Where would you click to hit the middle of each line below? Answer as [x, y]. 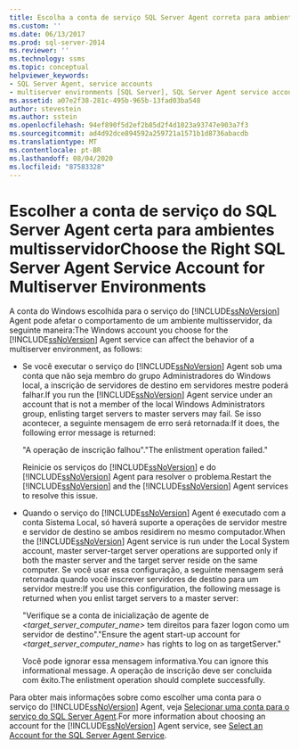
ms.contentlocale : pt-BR [55, 150]
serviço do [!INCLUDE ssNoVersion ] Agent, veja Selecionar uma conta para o [149, 707]
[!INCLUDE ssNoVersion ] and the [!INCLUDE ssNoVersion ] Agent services [155, 486]
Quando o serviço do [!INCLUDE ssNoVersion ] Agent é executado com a [154, 513]
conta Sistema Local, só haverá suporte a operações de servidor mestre [154, 523]
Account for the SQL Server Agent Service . [88, 736]
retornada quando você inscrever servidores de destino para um [141, 580]
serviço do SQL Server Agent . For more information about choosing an [137, 716]
